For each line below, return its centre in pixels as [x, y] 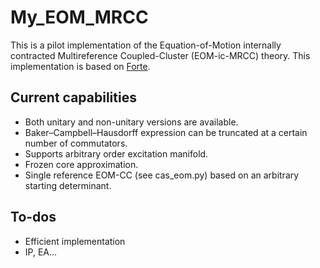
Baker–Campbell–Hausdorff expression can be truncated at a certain [166, 132]
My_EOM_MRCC [79, 17]
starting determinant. [68, 185]
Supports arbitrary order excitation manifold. [116, 153]
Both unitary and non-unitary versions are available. [131, 122]
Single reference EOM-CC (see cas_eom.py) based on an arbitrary [162, 175]
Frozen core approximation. [81, 164]
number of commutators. [76, 143]
